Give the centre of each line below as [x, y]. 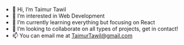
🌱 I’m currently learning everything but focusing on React [83, 22]
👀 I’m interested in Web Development [58, 16]
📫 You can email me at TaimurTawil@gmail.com [72, 36]
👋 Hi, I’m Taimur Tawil [39, 9]
